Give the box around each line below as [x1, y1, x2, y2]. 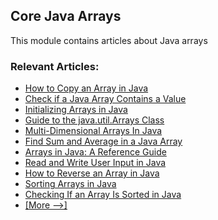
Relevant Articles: [10, 59, 100, 73]
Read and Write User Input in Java [24, 157, 167, 169]
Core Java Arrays [10, 8, 122, 25]
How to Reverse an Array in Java [24, 167, 160, 179]
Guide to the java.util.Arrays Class [24, 114, 165, 126]
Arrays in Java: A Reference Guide [24, 146, 167, 158]
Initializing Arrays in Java [24, 104, 128, 116]
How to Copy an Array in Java [24, 82, 149, 94]
